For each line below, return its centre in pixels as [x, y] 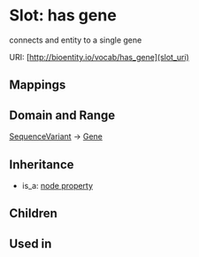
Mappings [38, 85]
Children [33, 214]
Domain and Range [62, 115]
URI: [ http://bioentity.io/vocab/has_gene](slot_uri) [99, 57]
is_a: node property [57, 185]
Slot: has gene [63, 16]
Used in [31, 243]
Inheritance [42, 164]
